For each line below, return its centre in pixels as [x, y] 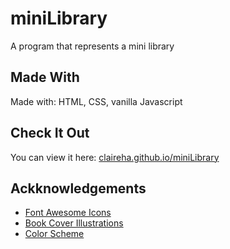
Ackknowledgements [78, 188]
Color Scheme [54, 234]
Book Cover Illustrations [74, 223]
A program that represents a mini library [92, 46]
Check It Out [50, 133]
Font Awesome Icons [68, 213]
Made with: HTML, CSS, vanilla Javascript [96, 101]
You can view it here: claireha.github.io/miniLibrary [115, 157]
